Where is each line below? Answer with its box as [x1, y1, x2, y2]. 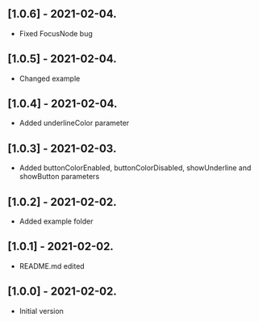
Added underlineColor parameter [19, 118, 130, 128]
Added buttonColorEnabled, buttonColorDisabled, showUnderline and [19, 163, 252, 173]
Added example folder [19, 216, 94, 226]
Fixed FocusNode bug [19, 28, 94, 38]
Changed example [19, 73, 81, 83]
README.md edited [19, 261, 86, 270]
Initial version [19, 306, 64, 316]
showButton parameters [19, 172, 100, 182]
